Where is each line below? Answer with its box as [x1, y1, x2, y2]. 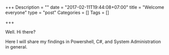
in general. [5, 44, 28, 49]
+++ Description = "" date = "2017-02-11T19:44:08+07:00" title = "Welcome [5, 4, 164, 10]
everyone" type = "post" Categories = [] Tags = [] [5, 9, 109, 15]
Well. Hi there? [5, 29, 36, 34]
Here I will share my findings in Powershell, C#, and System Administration [5, 38, 161, 44]
